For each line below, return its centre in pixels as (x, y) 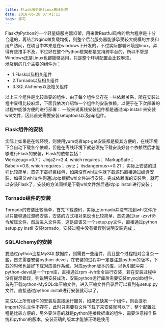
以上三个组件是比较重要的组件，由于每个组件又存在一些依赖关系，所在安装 (80, 97)
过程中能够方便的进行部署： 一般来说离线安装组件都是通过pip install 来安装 (81, 109)
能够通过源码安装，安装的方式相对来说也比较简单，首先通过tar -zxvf (82, 216)
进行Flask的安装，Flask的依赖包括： (46, 153)
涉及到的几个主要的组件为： (33, 64)
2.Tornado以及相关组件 (35, 81)
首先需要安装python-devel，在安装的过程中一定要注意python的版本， (83, 260)
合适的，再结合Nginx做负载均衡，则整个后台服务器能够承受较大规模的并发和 (82, 39)
